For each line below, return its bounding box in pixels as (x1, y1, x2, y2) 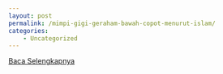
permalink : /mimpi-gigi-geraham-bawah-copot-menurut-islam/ (8, 19, 217, 27)
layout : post (8, 11, 53, 20)
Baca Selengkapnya (8, 56, 75, 66)
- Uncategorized (23, 34, 79, 43)
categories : (8, 27, 49, 35)
